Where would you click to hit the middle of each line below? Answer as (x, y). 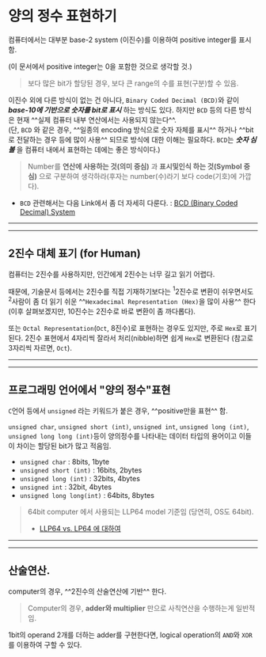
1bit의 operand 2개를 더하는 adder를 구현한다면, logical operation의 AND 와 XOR (131, 635)
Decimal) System (47, 211)
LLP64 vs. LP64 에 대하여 (80, 528)
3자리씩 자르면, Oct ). (40, 348)
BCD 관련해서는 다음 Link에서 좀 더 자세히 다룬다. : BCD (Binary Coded (129, 203)
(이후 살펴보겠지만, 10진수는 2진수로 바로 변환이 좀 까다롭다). (102, 311)
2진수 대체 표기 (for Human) (74, 254)
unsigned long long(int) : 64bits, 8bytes (87, 495)
